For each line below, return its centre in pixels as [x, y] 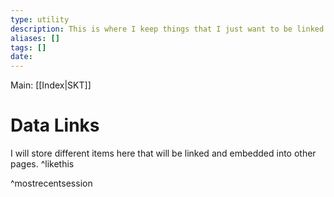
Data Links [55, 125]
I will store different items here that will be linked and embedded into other [163, 153]
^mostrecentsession [51, 183]
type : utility [40, 19]
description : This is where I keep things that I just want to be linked [167, 29]
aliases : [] [35, 38]
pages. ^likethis [42, 164]
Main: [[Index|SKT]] [51, 85]
